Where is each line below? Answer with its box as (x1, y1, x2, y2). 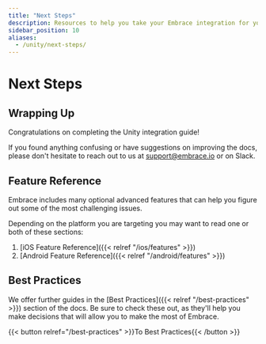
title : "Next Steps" (8, 11, 77, 20)
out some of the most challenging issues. (8, 203, 142, 213)
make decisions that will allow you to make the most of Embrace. (8, 312, 219, 321)
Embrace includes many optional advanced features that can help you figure (8, 195, 257, 204)
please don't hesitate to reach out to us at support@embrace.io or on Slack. (8, 151, 256, 161)
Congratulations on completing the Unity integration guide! (8, 127, 200, 137)
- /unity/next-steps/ (15, 41, 87, 49)
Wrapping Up (8, 106, 75, 119)
